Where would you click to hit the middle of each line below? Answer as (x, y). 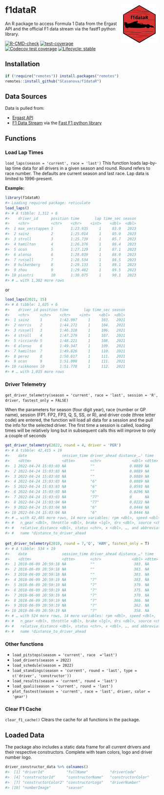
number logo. (19, 757)
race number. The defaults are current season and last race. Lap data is (77, 173)
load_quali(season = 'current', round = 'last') (62, 686)
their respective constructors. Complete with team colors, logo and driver (79, 752)
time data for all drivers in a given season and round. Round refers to (81, 168)
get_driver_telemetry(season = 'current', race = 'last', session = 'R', (82, 396)
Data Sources (26, 96)
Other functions (24, 644)
